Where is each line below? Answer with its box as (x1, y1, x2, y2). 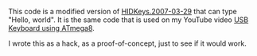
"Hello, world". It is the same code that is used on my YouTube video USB (8, 15, 249, 24)
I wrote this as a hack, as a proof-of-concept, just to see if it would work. (8, 39, 247, 48)
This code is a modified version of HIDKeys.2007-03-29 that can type (8, 7, 237, 16)
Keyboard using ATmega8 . (8, 24, 95, 32)
